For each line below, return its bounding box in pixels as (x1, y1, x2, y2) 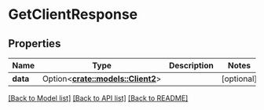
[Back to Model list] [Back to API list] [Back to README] (8, 93, 189, 103)
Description (168, 60, 214, 71)
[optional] (221, 73, 258, 84)
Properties (8, 37, 61, 50)
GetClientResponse (8, 5, 138, 24)
